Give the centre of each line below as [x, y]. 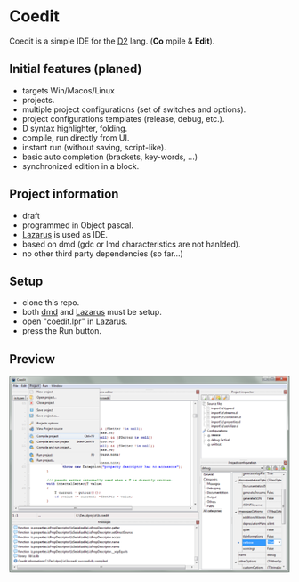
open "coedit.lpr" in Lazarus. [75, 321]
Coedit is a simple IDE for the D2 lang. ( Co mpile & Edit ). [112, 41]
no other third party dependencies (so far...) [103, 253]
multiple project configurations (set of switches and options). [134, 109]
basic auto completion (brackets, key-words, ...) [110, 157]
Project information [64, 194]
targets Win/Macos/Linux [69, 90]
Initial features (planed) [76, 69]
